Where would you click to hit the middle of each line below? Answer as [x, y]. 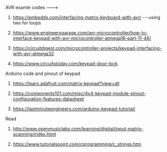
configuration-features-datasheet [48, 99]
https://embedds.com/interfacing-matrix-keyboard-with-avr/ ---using [87, 17]
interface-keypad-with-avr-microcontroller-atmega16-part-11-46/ [82, 38]
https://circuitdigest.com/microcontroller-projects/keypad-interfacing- [87, 48]
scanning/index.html [34, 134]
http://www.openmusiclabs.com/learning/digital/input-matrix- [78, 129]
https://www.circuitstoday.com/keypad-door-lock [65, 63]
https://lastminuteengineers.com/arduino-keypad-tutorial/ [74, 109]
